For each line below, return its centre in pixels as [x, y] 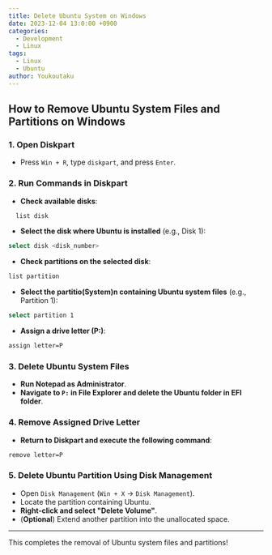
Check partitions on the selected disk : [85, 262]
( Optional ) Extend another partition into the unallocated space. [125, 519]
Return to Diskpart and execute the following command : [116, 440]
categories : [28, 31]
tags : [17, 53]
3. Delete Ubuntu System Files [69, 366]
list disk [32, 216]
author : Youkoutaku [41, 76]
